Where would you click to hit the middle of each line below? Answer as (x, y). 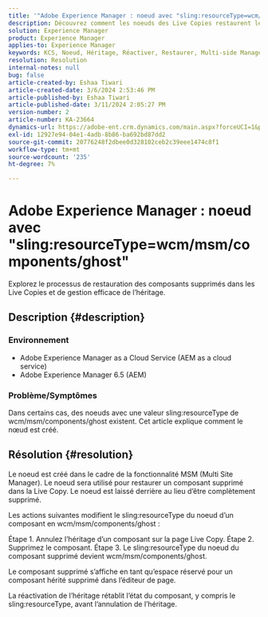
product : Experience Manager (57, 38)
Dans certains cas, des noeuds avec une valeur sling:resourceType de (124, 413)
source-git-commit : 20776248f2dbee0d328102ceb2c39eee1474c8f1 (114, 142)
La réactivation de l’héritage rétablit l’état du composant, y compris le (122, 595)
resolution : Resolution (48, 61)
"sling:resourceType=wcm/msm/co (129, 245)
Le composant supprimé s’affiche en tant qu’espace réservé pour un (120, 571)
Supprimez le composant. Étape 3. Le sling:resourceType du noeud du (124, 547)
